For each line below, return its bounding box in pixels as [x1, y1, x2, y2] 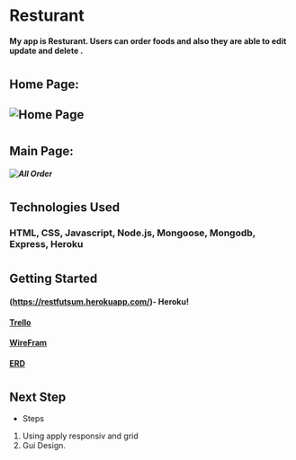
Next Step [9, 390, 67, 404]
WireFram [9, 338, 48, 349]
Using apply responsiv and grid [22, 430, 139, 441]
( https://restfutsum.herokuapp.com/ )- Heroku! [9, 296, 189, 307]
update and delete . [9, 45, 84, 56]
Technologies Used [9, 199, 120, 216]
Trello [9, 316, 31, 328]
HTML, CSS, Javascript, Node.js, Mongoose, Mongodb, [9, 226, 256, 239]
